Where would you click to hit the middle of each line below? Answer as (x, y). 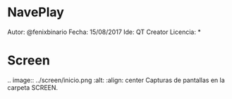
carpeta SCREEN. (33, 87)
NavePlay (36, 12)
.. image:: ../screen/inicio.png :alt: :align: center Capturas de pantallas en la (116, 80)
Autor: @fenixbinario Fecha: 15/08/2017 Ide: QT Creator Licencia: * (104, 32)
